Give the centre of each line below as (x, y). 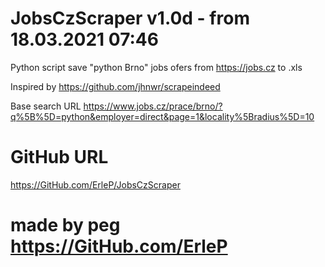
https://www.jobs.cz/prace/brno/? (153, 106)
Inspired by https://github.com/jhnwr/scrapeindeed (115, 86)
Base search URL (46, 106)
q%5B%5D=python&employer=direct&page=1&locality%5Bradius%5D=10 (162, 116)
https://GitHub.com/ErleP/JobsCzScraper (95, 184)
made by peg (65, 225)
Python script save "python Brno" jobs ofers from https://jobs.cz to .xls (156, 67)
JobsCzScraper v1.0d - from (130, 18)
